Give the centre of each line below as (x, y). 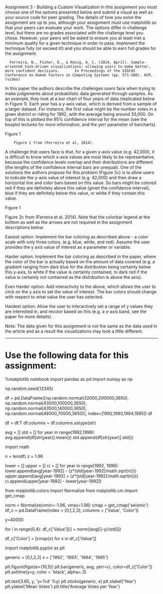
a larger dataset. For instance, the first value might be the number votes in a (81, 109)
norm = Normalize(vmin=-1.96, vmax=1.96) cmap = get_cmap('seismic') (77, 505)
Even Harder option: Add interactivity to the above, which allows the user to (81, 287)
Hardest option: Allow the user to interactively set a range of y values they (79, 306)
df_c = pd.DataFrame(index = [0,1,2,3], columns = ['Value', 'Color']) (72, 510)
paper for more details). (29, 317)
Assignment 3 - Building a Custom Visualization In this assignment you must (81, 7)
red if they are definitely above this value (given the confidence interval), (78, 188)
